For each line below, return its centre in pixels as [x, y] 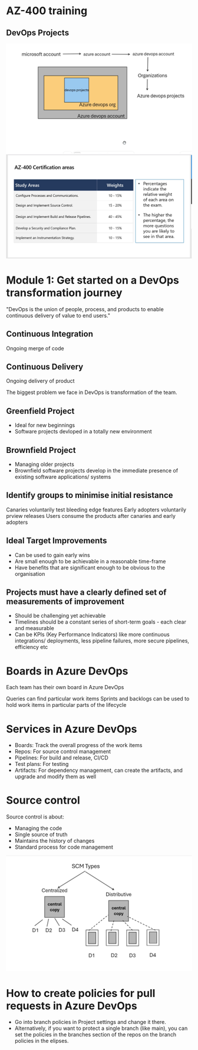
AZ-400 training [47, 11]
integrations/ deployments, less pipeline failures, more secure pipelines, [102, 641]
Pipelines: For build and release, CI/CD [62, 758]
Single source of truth [41, 834]
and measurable [34, 628]
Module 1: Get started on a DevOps [93, 280]
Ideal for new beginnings [45, 425]
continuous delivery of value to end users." [58, 315]
